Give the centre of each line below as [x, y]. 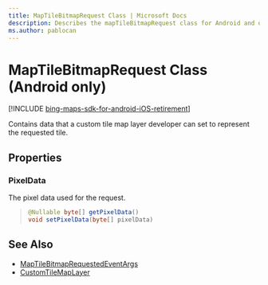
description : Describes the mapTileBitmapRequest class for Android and [132, 23]
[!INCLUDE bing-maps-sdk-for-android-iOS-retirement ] [99, 109]
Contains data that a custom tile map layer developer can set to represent [129, 124]
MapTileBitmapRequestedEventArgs [79, 264]
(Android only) [57, 86]
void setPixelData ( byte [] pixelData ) [91, 220]
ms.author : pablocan [43, 30]
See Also [31, 245]
